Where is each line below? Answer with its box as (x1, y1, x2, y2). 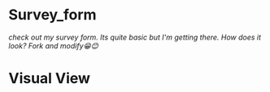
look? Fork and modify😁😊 (8, 40, 99, 50)
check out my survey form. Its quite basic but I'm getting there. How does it (8, 32, 262, 42)
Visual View (8, 69, 91, 88)
